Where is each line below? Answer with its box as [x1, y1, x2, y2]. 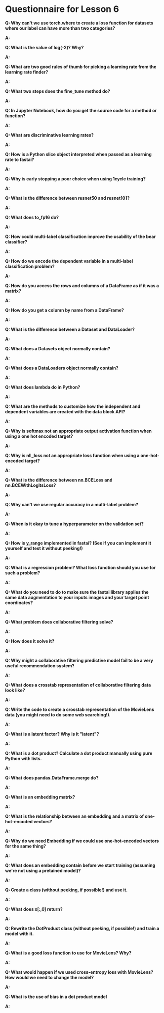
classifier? [5, 238, 27, 244]
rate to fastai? [5, 156, 35, 162]
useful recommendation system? [5, 662, 75, 669]
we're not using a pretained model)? [5, 867, 81, 873]
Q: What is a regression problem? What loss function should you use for [5, 564, 156, 570]
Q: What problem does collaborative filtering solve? [5, 619, 114, 624]
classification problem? [5, 263, 55, 269]
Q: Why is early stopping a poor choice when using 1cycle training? [5, 175, 146, 182]
